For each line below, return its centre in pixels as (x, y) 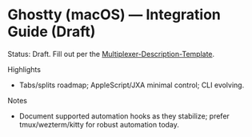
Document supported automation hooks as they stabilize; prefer (124, 116)
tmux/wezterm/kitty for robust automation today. (99, 124)
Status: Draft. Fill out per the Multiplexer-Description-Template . (111, 54)
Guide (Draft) (52, 32)
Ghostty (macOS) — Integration (114, 15)
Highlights (24, 69)
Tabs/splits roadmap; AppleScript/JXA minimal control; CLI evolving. (132, 85)
